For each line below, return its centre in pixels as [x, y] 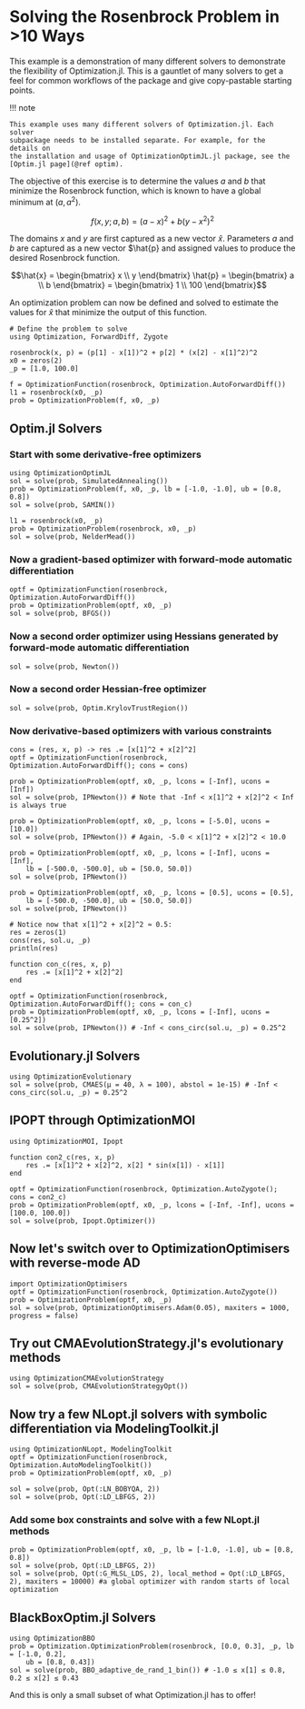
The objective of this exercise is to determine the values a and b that [138, 181]
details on [30, 148]
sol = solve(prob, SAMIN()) [63, 505]
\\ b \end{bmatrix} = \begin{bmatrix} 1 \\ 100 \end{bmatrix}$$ [152, 285]
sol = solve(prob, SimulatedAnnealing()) [89, 481]
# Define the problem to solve [69, 329]
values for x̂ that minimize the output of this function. [108, 313]
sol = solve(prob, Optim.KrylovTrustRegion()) [99, 708]
